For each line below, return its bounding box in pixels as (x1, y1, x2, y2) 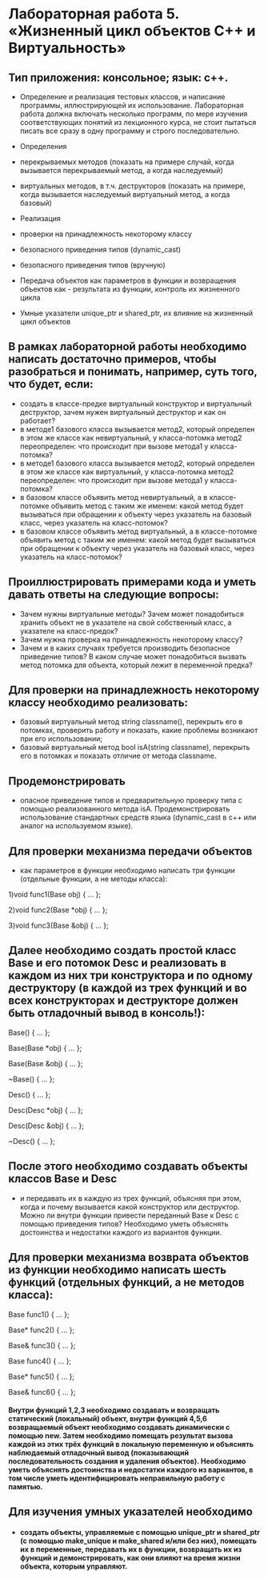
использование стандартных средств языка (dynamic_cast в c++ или (19, 812, 257, 822)
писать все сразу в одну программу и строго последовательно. (19, 126, 240, 135)
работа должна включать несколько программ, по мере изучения (19, 109, 248, 119)
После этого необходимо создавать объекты (8, 1159, 248, 1174)
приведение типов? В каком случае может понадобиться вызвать (19, 651, 246, 661)
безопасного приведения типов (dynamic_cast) (19, 245, 182, 254)
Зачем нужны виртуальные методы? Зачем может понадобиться (19, 609, 244, 618)
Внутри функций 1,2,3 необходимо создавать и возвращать (8, 1405, 220, 1415)
